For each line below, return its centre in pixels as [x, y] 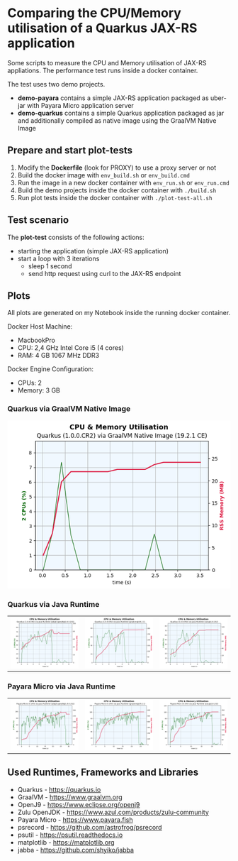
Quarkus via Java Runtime [53, 604]
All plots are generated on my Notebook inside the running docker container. [119, 313]
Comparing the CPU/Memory [95, 13]
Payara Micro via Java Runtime [61, 686]
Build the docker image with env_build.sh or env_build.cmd [103, 175]
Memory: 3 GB [39, 390]
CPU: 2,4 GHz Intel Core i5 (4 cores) [70, 348]
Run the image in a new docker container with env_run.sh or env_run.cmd [123, 182]
